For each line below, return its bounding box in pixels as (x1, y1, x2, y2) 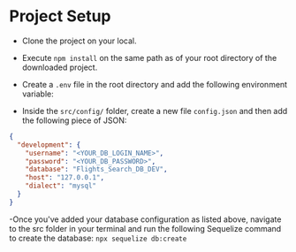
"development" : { (17, 140, 81, 149)
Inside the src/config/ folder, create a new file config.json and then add (21, 105, 288, 116)
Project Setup (9, 6, 112, 27)
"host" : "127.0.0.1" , (25, 173, 104, 182)
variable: (21, 88, 55, 99)
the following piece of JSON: (21, 115, 127, 126)
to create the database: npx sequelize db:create (9, 233, 187, 243)
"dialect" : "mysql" (25, 181, 97, 191)
